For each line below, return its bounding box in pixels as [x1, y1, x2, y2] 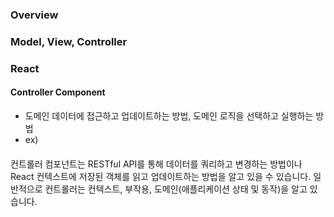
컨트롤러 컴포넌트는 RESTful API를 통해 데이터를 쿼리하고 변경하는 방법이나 [10, 158, 303, 170]
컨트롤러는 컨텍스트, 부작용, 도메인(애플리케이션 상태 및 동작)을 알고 [44, 183, 308, 195]
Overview [10, 8, 59, 22]
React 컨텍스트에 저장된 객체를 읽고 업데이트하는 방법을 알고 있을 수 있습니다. [10, 170, 312, 182]
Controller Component [10, 86, 106, 98]
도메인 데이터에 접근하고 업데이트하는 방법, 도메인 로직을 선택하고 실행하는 [24, 109, 314, 122]
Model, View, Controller [10, 34, 128, 48]
